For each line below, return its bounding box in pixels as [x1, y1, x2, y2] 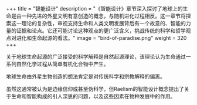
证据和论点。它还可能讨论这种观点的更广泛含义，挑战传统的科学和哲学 [16, 27, 186, 34]
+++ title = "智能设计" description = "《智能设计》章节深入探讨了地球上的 [6, 5, 183, 12]
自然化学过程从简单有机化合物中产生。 [16, 60, 109, 67]
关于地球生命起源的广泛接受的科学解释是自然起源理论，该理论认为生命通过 [6, 53, 186, 60]
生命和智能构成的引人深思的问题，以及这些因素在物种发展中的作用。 [11, 93, 176, 100]
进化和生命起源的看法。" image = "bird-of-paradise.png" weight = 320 [16, 35, 187, 41]
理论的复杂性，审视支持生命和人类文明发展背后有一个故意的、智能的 [21, 20, 186, 26]
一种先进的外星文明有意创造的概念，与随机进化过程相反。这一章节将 [21, 12, 186, 19]
